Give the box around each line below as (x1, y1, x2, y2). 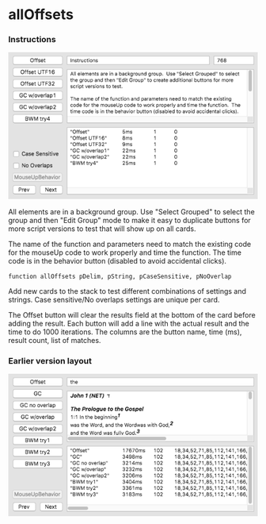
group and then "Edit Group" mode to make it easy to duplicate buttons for (8, 216, 251, 225)
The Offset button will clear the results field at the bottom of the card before (8, 310, 256, 320)
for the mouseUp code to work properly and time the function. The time (8, 248, 241, 257)
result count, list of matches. (8, 336, 101, 345)
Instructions (8, 34, 57, 45)
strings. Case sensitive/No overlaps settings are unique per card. (8, 295, 220, 305)
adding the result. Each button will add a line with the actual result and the (8, 319, 249, 329)
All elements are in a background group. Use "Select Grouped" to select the (8, 207, 255, 217)
